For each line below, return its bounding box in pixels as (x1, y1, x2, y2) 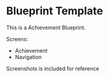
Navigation (14, 53, 42, 60)
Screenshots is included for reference (6, 64, 99, 72)
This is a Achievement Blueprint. (6, 24, 86, 31)
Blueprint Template (6, 4, 104, 18)
